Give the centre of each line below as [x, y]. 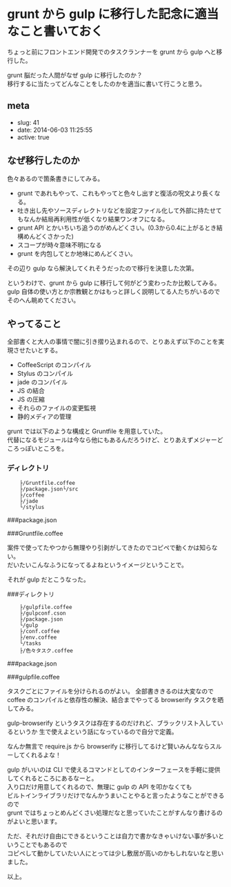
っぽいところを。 [43, 448]
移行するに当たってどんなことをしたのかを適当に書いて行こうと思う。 [107, 83]
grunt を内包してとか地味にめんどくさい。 [77, 253]
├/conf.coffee [40, 631]
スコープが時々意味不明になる [59, 245]
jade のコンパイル [42, 382]
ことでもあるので [43, 844]
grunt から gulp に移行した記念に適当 [113, 14]
